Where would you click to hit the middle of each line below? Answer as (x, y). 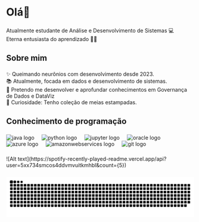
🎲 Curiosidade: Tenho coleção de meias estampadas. (71, 102)
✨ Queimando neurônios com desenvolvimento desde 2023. (80, 74)
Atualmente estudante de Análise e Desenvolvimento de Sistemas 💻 (90, 31)
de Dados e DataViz (30, 96)
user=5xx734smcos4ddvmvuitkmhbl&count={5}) (66, 165)
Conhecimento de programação (66, 121)
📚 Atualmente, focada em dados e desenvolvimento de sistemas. (87, 81)
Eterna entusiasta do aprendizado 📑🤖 (52, 39)
